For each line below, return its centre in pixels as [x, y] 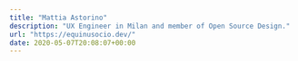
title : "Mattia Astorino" [58, 17]
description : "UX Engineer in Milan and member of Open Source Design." [150, 26]
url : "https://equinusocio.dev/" [73, 34]
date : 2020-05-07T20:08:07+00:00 [73, 43]
